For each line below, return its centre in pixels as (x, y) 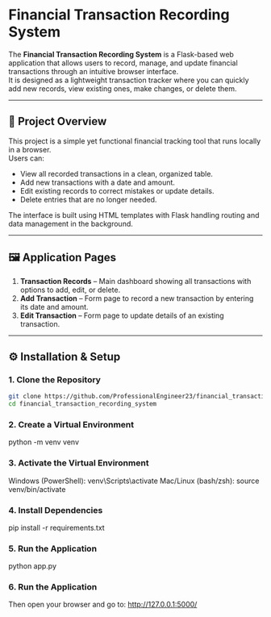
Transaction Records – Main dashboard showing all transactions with (135, 281)
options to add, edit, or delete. (70, 290)
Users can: (26, 158)
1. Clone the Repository (54, 379)
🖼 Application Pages (63, 258)
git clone (25, 397)
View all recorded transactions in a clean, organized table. (117, 173)
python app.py (33, 566)
